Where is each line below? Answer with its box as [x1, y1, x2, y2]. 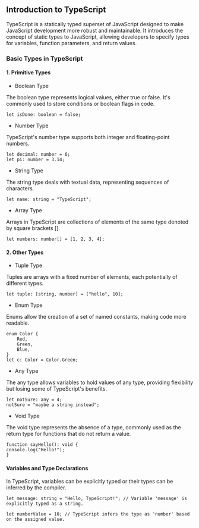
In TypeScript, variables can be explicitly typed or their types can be [6, 478, 173, 485]
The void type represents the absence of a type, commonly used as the [6, 424, 181, 431]
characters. [6, 184, 34, 192]
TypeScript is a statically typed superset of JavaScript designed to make [6, 20, 184, 27]
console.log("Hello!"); [6, 447, 65, 453]
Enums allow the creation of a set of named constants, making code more [6, 313, 187, 320]
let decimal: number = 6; [6, 151, 70, 157]
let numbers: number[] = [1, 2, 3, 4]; [6, 236, 105, 242]
